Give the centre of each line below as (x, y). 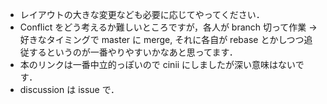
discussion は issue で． (69, 89)
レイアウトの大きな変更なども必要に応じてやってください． (142, 14)
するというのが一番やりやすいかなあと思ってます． (133, 52)
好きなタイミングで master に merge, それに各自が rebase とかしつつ (162, 39)
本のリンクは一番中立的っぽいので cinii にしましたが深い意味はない (157, 64)
